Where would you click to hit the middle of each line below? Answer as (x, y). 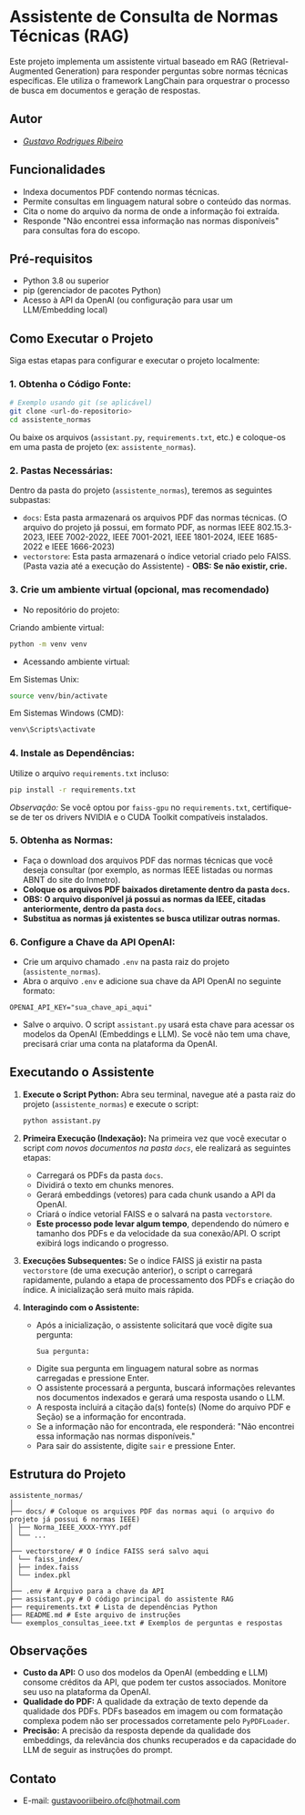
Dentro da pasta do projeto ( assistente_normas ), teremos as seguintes (141, 490)
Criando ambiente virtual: (57, 627)
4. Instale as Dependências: (72, 754)
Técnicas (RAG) (70, 36)
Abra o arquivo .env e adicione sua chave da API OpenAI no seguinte (152, 981)
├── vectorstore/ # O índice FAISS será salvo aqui (109, 1551)
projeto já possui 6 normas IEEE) (75, 1519)
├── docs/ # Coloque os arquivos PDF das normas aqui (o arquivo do (142, 1511)
